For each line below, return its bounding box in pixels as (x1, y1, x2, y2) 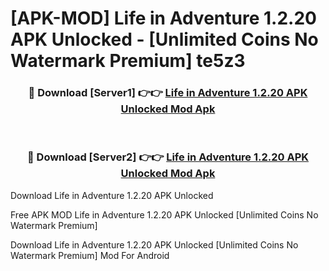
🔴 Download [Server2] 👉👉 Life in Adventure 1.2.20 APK (26, 150, 310, 164)
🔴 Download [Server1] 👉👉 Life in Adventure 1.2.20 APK (28, 86, 308, 100)
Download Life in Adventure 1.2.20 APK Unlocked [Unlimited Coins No (10, 238, 299, 251)
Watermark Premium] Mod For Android (10, 249, 170, 261)
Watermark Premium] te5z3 (10, 50, 246, 72)
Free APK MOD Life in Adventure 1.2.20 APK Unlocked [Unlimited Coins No (10, 208, 319, 221)
